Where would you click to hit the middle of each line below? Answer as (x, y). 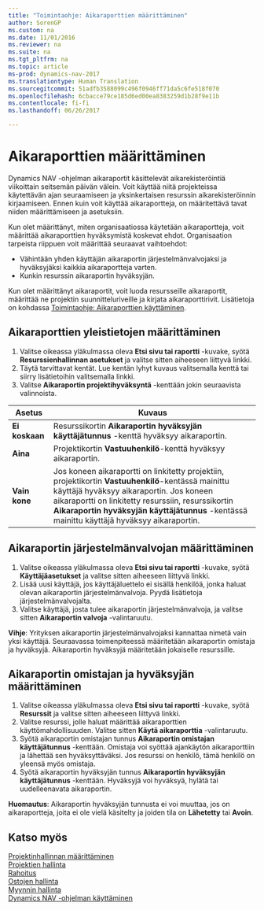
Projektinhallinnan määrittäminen (61, 856)
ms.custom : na (31, 30)
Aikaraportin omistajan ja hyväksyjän (101, 674)
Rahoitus (22, 873)
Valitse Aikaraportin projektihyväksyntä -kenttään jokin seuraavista (130, 385)
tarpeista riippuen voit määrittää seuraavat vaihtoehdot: (98, 243)
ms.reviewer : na (35, 45)
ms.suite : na (29, 52)
